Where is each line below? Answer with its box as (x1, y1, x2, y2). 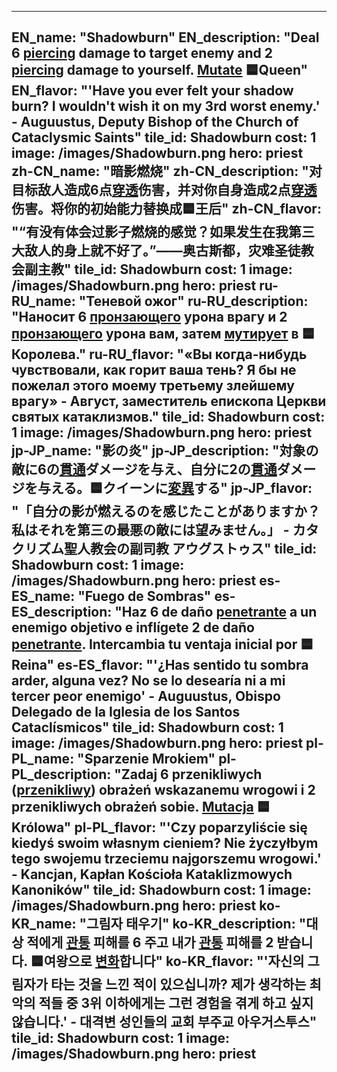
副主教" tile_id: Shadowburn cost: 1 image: (24, 261, 293, 278)
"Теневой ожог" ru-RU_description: (78, 293, 309, 310)
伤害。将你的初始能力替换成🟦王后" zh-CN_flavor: (11, 201, 322, 218)
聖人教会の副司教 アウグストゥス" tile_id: (63, 541, 318, 558)
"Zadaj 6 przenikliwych (114, 766, 263, 783)
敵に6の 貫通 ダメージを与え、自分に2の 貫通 (11, 461, 278, 478)
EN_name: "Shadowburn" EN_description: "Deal (11, 29, 320, 46)
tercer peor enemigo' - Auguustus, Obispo (11, 688, 281, 705)
